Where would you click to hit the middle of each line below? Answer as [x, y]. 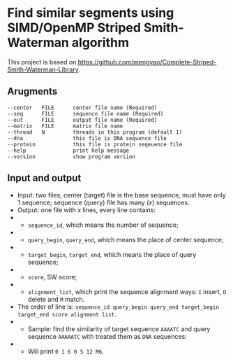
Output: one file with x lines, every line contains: [86, 210]
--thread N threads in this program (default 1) [95, 132]
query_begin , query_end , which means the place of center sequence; [126, 239]
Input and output [44, 178]
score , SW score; [52, 277]
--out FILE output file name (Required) [82, 120]
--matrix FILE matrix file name [65, 126]
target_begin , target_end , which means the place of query [112, 254]
